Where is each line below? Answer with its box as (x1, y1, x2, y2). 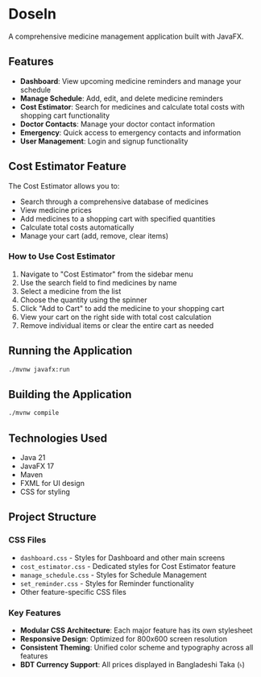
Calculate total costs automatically (19, 222, 135, 232)
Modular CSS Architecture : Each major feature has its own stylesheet (19, 625, 253, 635)
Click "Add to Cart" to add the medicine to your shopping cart (19, 303, 225, 313)
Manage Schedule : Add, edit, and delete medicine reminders (19, 93, 224, 103)
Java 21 (19, 453, 46, 463)
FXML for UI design (19, 479, 85, 488)
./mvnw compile (8, 409, 60, 417)
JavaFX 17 (19, 461, 55, 471)
